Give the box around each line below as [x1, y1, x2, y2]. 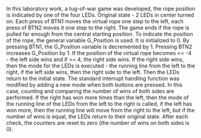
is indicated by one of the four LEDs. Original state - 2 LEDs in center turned [6, 11, 194, 19]
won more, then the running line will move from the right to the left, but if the [6, 107, 195, 114]
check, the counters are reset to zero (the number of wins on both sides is [6, 119, 190, 126]
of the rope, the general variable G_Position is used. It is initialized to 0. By [6, 37, 190, 44]
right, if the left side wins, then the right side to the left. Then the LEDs [6, 69, 180, 75]
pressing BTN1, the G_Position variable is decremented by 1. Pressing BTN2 [6, 43, 193, 50]
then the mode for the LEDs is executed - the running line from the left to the [6, 62, 196, 69]
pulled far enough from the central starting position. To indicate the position [6, 30, 193, 38]
